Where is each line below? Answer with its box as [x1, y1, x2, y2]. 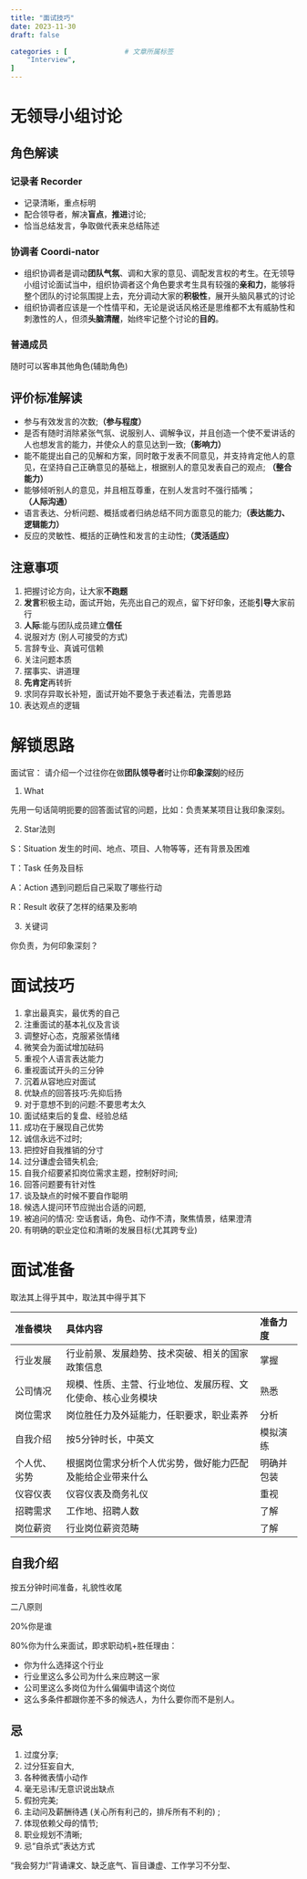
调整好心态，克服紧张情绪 [23, 1029, 120, 1041]
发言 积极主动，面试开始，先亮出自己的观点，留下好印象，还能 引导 [23, 597, 271, 608]
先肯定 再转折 [23, 677, 72, 688]
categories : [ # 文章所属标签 [10, 47, 174, 56]
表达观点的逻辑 [23, 700, 80, 711]
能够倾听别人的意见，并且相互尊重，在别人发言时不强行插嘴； [23, 485, 256, 496]
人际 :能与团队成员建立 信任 [23, 620, 122, 631]
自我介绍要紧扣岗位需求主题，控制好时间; [23, 1166, 179, 1178]
